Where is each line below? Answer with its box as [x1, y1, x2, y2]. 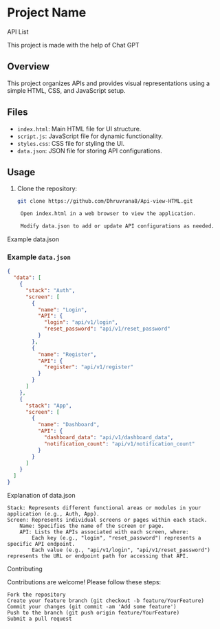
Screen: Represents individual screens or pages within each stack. [7, 517, 208, 524]
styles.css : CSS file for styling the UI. [16, 139, 125, 147]
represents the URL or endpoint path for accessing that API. [7, 553, 189, 560]
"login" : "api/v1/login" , [43, 319, 118, 326]
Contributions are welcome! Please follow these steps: [7, 578, 162, 586]
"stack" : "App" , [25, 402, 72, 409]
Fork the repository [7, 591, 67, 599]
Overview [7, 60, 50, 73]
